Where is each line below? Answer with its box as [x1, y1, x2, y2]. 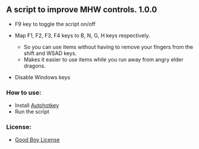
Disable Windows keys [14, 73, 71, 80]
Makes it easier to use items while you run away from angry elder [23, 56, 184, 63]
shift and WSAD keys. [23, 50, 77, 57]
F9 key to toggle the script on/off [14, 20, 96, 27]
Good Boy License [14, 136, 60, 144]
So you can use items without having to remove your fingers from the [23, 43, 194, 50]
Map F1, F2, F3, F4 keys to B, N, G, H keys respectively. [14, 32, 150, 39]
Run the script [14, 108, 49, 115]
